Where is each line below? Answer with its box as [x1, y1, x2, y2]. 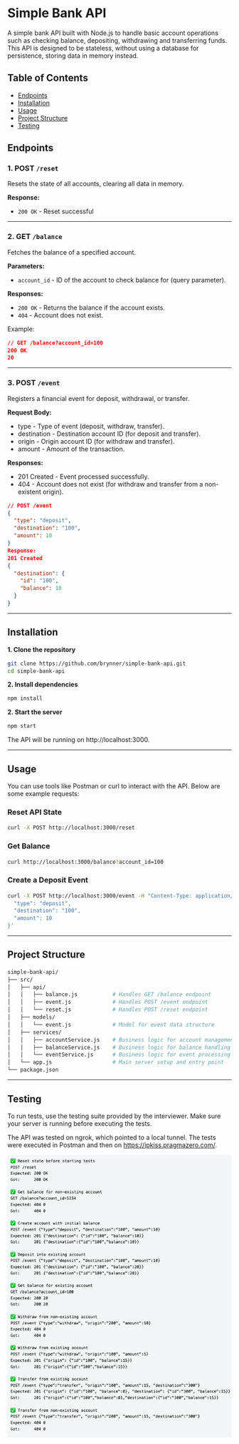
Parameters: [7, 262, 45, 270]
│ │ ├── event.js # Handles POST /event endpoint [7, 999, 208, 1006]
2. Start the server [7, 708, 63, 716]
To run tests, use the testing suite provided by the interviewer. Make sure [7, 1112, 221, 1120]
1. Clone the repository [7, 645, 76, 654]
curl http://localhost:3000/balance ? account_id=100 [7, 858, 164, 865]
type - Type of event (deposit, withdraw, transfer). [17, 422, 165, 430]
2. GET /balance [7, 232, 63, 242]
